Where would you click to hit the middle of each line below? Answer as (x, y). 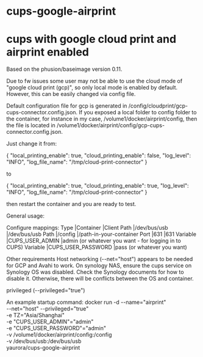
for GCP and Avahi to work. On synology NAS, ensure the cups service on (99, 266)
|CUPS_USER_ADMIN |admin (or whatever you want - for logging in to (94, 241)
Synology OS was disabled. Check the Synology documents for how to (95, 272)
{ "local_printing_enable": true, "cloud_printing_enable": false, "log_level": (99, 156)
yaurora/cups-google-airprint (43, 348)
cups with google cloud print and (91, 39)
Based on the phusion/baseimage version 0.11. (64, 69)
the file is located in (31, 125)
